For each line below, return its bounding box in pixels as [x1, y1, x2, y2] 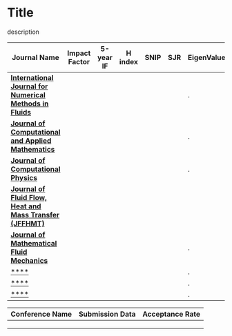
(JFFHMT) [10, 219, 45, 228]
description [7, 28, 40, 36]
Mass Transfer [10, 210, 60, 219]
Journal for [10, 81, 48, 91]
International [10, 72, 54, 82]
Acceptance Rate [142, 309, 200, 319]
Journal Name [11, 52, 60, 62]
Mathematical [10, 238, 57, 248]
